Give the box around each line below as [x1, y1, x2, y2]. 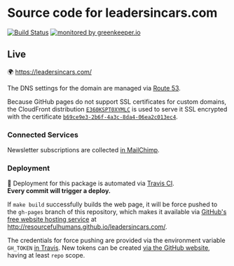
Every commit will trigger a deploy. [7, 187, 111, 195]
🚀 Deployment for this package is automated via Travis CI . [7, 179, 175, 187]
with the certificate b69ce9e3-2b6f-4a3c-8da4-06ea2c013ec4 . [7, 112, 179, 121]
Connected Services [7, 130, 78, 140]
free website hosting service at [7, 215, 97, 224]
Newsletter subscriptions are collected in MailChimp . [7, 146, 160, 154]
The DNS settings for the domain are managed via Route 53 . [7, 84, 181, 92]
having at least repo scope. [7, 251, 85, 260]
